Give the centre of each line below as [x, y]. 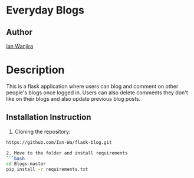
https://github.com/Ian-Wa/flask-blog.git [59, 142]
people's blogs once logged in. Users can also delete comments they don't [97, 93]
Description [35, 70]
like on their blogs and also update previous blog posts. [73, 98]
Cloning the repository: [42, 131]
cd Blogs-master [26, 164]
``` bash [16, 159]
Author [19, 32]
